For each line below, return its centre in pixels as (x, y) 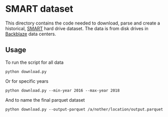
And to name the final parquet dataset (45, 100)
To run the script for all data (34, 62)
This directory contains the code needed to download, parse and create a (83, 23)
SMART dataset (39, 9)
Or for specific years (27, 81)
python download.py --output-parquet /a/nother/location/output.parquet (84, 109)
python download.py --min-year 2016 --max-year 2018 (63, 90)
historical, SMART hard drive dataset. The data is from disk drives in (77, 28)
